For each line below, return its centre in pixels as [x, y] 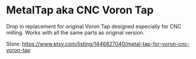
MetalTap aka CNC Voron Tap [80, 10]
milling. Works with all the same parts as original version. [75, 32]
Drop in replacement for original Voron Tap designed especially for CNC [94, 26]
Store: [14, 44]
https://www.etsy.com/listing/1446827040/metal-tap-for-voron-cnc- [106, 44]
